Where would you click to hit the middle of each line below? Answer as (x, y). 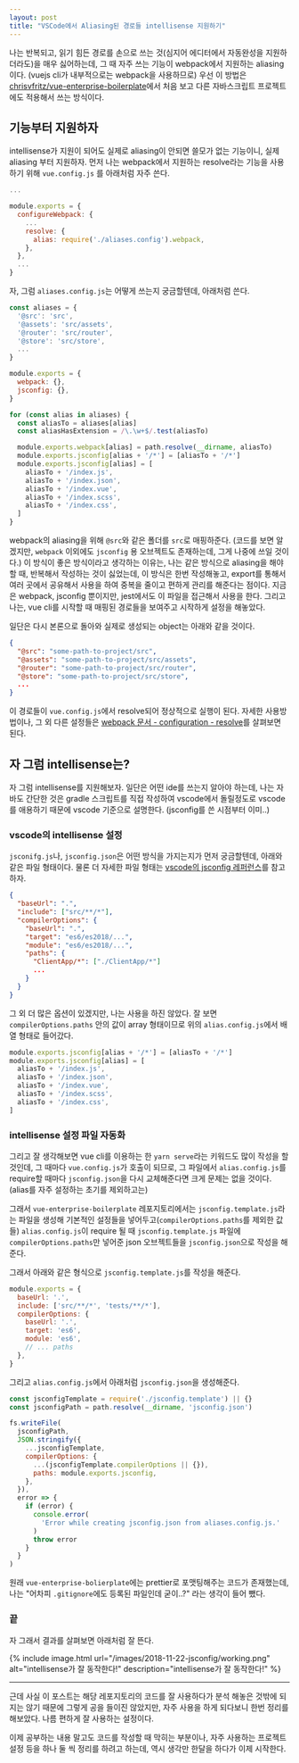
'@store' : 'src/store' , (61, 341)
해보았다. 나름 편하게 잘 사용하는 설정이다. (81, 1718)
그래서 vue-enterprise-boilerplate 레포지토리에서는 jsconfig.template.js (144, 1208)
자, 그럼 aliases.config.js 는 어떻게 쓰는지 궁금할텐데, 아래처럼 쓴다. (129, 291)
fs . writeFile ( (36, 1423)
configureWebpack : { (55, 215)
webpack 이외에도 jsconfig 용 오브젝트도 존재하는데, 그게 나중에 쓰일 (154, 552)
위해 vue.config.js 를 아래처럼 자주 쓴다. (98, 173)
